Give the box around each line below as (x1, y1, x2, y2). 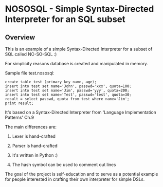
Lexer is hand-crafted (12, 133, 56, 139)
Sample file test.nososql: (5, 70, 54, 76)
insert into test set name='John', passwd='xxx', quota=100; (5, 84, 132, 89)
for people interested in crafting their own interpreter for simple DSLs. (5, 176, 145, 182)
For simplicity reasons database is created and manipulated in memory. (5, 61, 148, 66)
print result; (5, 101, 34, 106)
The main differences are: (5, 124, 57, 130)
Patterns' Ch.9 (5, 114, 34, 120)
